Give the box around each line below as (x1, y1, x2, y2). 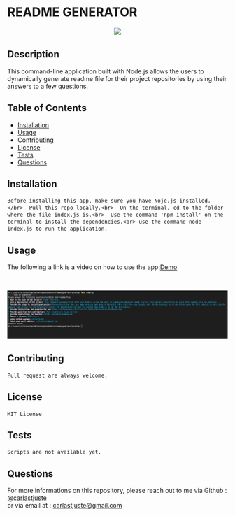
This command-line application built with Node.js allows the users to (7, 67, 204, 76)
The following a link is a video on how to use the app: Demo (7, 263, 178, 271)
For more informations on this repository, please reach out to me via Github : (7, 487, 227, 495)
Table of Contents (7, 102, 87, 114)
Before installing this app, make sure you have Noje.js (7, 197, 177, 205)
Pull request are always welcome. (7, 372, 108, 379)
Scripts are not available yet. (7, 449, 101, 456)
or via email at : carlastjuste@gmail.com (7, 501, 122, 510)
